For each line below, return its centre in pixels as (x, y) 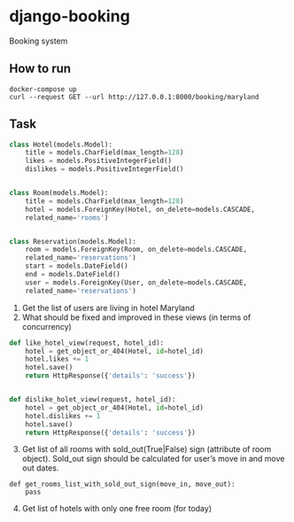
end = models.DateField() (73, 275)
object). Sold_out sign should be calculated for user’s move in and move (153, 459)
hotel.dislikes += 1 (63, 416)
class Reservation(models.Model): (73, 241)
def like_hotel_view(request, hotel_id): (87, 343)
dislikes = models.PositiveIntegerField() (104, 169)
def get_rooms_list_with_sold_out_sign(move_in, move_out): (123, 485)
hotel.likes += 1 (57, 359)
